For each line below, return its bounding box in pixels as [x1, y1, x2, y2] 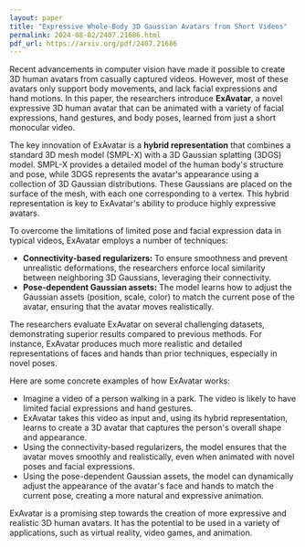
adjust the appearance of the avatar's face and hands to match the [22, 480, 274, 491]
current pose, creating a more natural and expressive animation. [22, 490, 265, 501]
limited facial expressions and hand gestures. [22, 403, 194, 414]
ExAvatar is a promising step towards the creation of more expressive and [9, 508, 288, 519]
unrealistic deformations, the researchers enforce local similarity [22, 262, 266, 274]
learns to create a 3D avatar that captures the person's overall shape [22, 422, 282, 434]
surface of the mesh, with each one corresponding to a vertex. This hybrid [9, 188, 289, 199]
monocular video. [9, 122, 76, 133]
